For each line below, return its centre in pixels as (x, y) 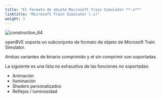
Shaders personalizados (37, 86)
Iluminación (24, 81)
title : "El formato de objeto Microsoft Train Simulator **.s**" (73, 10)
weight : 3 (15, 19)
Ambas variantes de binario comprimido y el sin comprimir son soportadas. (81, 57)
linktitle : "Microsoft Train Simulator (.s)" (52, 14)
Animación (23, 76)
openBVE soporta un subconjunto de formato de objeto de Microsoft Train (80, 42)
